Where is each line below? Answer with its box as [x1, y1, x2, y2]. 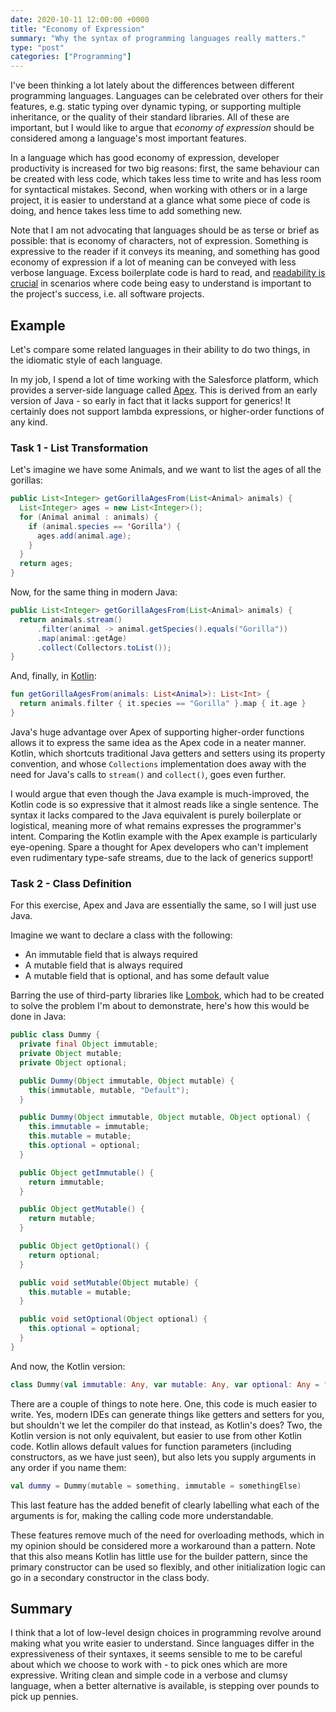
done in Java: [10, 1011, 67, 1023]
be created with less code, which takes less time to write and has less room [10, 173, 322, 185]
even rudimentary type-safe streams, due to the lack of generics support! [10, 851, 314, 863]
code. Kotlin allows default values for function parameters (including [10, 1440, 292, 1452]
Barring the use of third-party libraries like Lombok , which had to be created [10, 989, 325, 1001]
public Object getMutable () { [19, 1204, 145, 1215]
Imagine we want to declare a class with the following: [10, 929, 233, 941]
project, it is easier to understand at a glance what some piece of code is [10, 194, 311, 206]
